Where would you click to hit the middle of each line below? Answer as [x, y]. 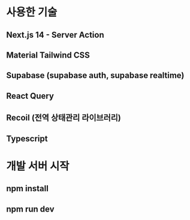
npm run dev [31, 209]
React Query [30, 96]
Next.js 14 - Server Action [55, 34]
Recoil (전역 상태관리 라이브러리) [64, 118]
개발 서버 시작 [38, 166]
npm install [28, 189]
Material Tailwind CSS [48, 55]
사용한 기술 [32, 12]
